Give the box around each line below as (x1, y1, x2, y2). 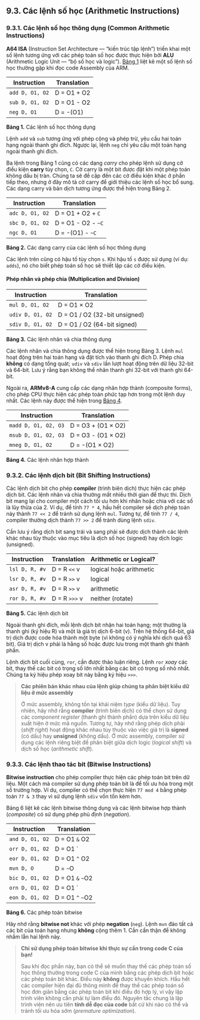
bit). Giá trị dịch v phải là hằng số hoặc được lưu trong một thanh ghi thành (6, 640, 189, 647)
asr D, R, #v (9, 585, 47, 592)
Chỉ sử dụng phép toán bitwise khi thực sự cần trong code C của (20, 945, 183, 952)
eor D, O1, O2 (9, 855, 50, 862)
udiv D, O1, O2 (9, 311, 53, 318)
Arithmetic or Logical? (90, 555, 155, 564)
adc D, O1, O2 (9, 210, 50, 216)
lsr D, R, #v (9, 576, 47, 583)
